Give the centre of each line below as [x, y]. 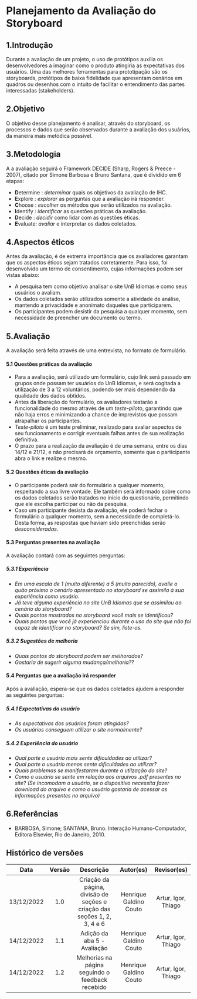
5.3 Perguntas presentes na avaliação [53, 542]
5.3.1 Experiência [27, 569]
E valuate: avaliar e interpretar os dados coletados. [75, 224]
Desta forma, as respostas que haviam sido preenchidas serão [90, 522]
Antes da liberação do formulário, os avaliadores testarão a [86, 402]
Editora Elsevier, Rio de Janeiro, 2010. [60, 834]
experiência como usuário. [47, 596]
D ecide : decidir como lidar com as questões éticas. [77, 217]
